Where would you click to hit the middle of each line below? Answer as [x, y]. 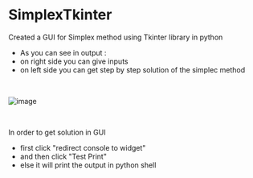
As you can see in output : [63, 52]
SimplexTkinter [60, 15]
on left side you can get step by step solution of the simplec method [133, 69]
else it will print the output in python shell [88, 165]
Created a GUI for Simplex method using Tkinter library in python [116, 37]
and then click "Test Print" [63, 156]
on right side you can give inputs [74, 61]
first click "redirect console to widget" [83, 147]
